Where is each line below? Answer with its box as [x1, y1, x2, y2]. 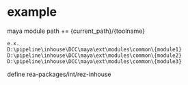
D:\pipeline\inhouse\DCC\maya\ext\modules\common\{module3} [7, 58, 183, 65]
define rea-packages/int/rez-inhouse [7, 70, 111, 78]
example [7, 4, 57, 20]
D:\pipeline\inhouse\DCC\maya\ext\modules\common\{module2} [7, 52, 183, 59]
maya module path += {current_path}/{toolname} [7, 27, 146, 35]
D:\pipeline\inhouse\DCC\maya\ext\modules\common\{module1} [7, 46, 183, 53]
